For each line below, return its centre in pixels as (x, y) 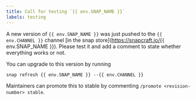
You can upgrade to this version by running (58, 64)
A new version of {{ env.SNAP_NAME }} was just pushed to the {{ (84, 34)
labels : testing (26, 17)
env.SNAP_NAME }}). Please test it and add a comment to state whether (94, 46)
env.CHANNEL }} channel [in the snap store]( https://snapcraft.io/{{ (85, 40)
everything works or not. (36, 52)
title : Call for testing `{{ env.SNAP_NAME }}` (66, 11)
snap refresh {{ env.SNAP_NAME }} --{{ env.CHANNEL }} (75, 75)
